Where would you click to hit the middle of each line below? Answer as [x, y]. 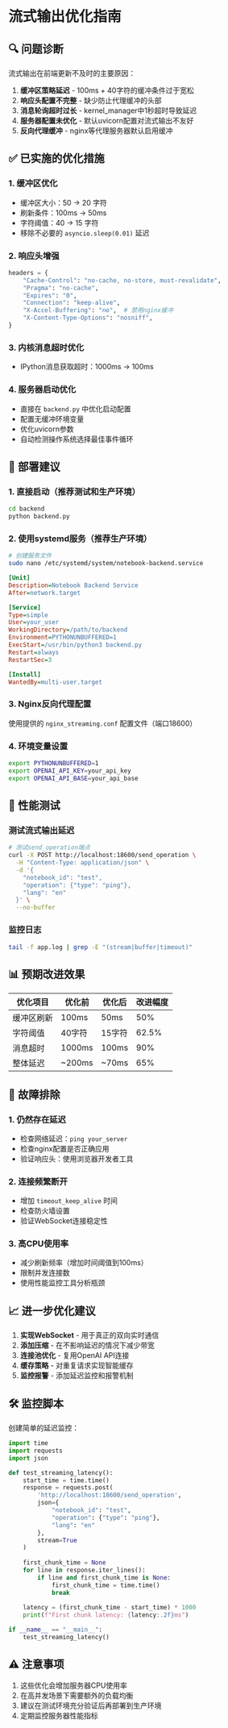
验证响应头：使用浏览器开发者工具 [77, 1159]
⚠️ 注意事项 [36, 1665]
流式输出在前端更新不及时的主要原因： [72, 73]
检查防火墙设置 [45, 1211]
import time [28, 1443]
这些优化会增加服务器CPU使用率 [73, 1685]
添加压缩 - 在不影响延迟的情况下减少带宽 [87, 1345]
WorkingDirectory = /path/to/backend [68, 630]
